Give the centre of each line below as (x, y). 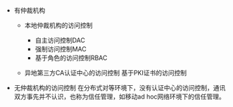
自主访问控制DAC (60, 40)
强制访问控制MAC (61, 49)
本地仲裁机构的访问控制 (58, 25)
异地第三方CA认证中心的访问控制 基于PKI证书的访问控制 (106, 73)
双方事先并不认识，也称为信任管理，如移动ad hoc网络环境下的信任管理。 (119, 96)
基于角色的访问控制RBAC (71, 58)
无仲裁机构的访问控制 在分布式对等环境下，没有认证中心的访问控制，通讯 (120, 88)
